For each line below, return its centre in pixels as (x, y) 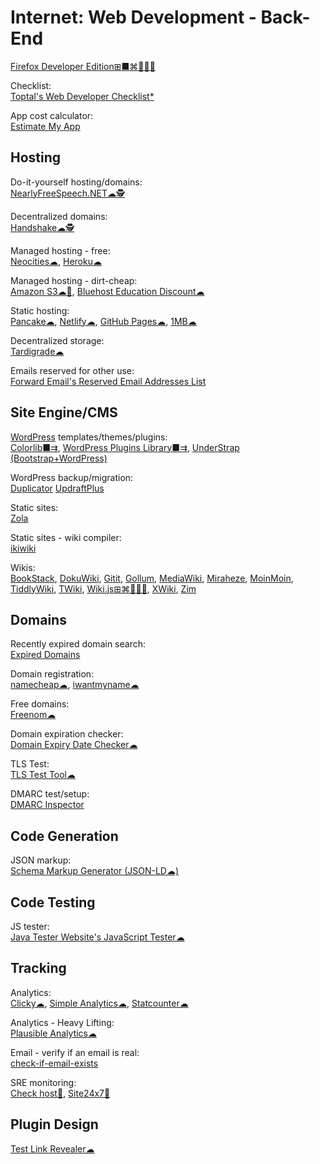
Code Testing (53, 902)
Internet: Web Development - (133, 17)
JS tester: (30, 926)
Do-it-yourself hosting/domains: (76, 182)
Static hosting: (40, 310)
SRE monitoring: (43, 1082)
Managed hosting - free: (60, 250)
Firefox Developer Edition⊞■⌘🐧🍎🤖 (83, 66)
